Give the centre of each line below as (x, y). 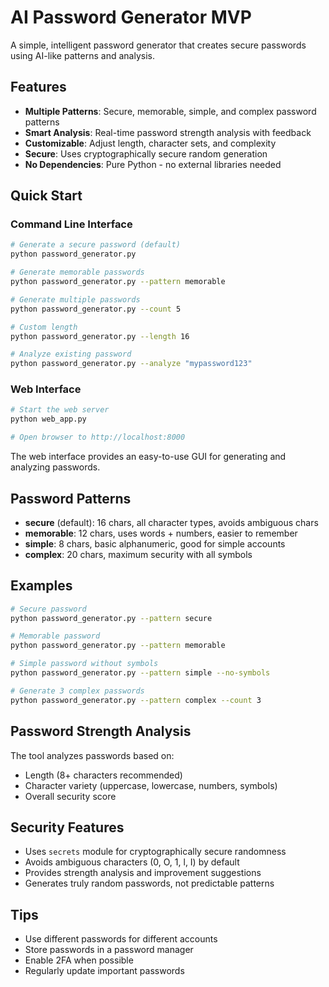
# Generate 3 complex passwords (77, 691)
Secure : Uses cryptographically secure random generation (146, 153)
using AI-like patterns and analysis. (82, 55)
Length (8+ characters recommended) (103, 775)
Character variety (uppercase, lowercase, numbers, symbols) (151, 785)
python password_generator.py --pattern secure (111, 618)
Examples (41, 586)
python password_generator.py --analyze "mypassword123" (131, 364)
